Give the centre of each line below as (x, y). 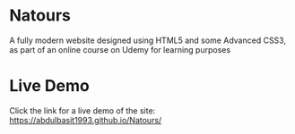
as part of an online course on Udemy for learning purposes (120, 49)
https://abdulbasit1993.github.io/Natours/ (86, 120)
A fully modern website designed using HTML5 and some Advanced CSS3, (148, 40)
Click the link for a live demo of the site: (82, 110)
